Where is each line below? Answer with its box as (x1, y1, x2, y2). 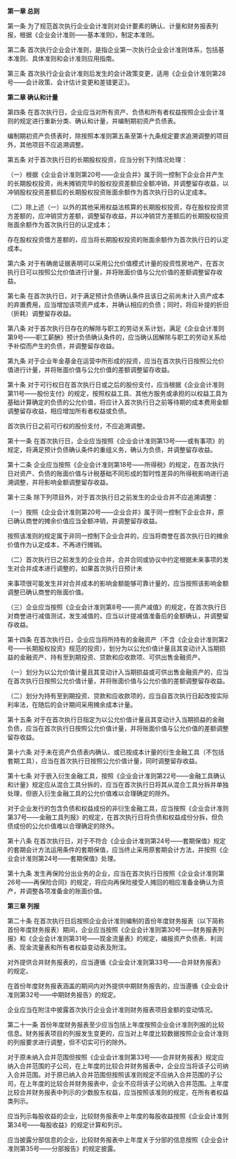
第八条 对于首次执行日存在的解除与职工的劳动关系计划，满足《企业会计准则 (7, 324, 225, 333)
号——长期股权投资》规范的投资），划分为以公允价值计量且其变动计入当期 (7, 644, 220, 653)
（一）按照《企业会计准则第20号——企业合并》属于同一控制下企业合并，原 (7, 508, 225, 516)
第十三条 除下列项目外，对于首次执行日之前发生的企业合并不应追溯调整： (7, 493, 218, 501)
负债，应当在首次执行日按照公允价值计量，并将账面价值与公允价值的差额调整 (7, 724, 229, 732)
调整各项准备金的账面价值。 (25, 887, 106, 895)
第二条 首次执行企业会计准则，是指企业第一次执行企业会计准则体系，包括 (7, 46, 218, 53)
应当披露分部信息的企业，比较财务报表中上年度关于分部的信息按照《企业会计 (7, 1136, 229, 1144)
